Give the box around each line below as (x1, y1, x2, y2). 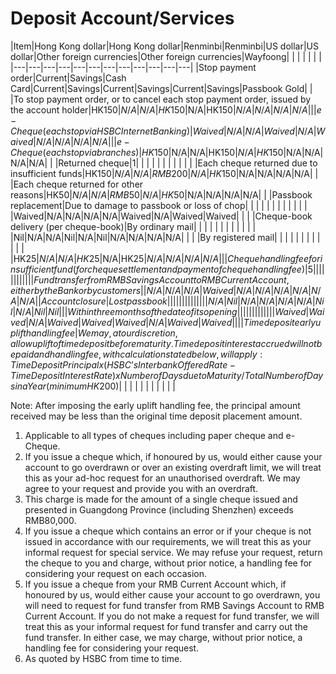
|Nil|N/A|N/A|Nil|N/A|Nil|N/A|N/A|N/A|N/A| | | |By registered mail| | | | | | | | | (10, 231, 321, 243)
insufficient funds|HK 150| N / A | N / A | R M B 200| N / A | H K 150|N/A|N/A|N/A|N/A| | (10, 167, 319, 179)
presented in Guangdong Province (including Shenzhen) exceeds (24, 503, 294, 516)
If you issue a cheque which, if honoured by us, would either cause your (24, 450, 323, 462)
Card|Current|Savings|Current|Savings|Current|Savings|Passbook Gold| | (10, 82, 313, 94)
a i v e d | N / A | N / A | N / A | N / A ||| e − (10, 135, 130, 147)
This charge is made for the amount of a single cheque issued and (24, 493, 298, 505)
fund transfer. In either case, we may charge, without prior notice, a (24, 631, 303, 643)
